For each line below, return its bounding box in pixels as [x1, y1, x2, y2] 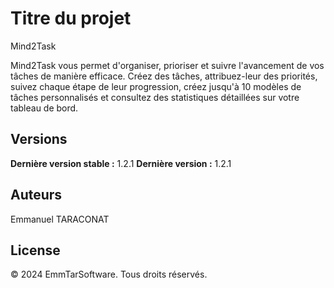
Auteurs [10, 187, 63, 204]
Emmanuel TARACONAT [10, 213, 110, 225]
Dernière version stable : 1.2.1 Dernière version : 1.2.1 [10, 157, 232, 169]
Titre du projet [10, 7, 132, 30]
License [10, 242, 61, 259]
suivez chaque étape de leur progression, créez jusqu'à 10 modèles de [10, 80, 302, 92]
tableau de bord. [10, 102, 79, 114]
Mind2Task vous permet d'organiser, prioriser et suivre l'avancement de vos [10, 59, 325, 71]
